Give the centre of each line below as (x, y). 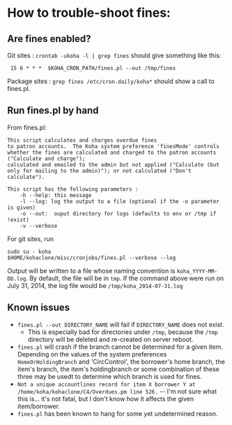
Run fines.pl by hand (53, 111)
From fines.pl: (27, 127)
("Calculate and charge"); (46, 159)
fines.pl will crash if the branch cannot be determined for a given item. (120, 347)
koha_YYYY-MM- (197, 271)
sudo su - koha (29, 252)
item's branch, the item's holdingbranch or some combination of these (118, 369)
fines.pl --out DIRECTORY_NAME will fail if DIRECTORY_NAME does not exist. (121, 324)
